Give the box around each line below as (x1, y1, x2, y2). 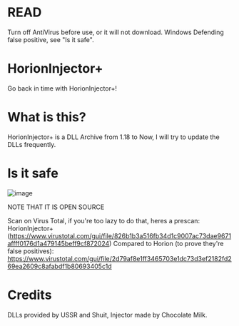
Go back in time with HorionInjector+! (7, 83, 118, 93)
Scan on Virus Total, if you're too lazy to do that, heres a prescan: (7, 216, 200, 225)
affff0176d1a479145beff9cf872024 (7, 239, 110, 248)
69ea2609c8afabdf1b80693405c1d (7, 262, 112, 270)
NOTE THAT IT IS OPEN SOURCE (7, 203, 105, 211)
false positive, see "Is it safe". (7, 35, 94, 44)
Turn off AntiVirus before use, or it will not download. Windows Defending (7, 28, 225, 36)
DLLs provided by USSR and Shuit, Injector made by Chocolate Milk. (7, 310, 208, 319)
